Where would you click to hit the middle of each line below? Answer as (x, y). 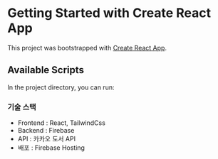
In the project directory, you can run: (61, 87)
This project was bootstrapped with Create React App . (87, 48)
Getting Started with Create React (109, 13)
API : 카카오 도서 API (47, 139)
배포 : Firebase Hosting (51, 148)
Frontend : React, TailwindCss (61, 123)
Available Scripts (46, 70)
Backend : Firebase (46, 131)
